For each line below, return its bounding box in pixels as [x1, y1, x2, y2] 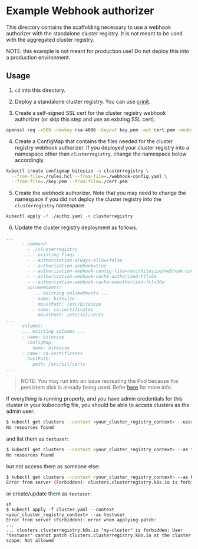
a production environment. [6, 54, 71, 61]
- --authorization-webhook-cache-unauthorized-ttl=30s [27, 279, 165, 285]
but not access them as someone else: [6, 462, 100, 469]
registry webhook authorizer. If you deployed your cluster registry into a [14, 144, 190, 151]
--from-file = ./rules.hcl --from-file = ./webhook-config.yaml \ [11, 173, 167, 179]
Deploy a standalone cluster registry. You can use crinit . [14, 98, 151, 105]
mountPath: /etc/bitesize [37, 301, 101, 307]
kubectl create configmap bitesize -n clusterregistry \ [6, 168, 149, 174]
